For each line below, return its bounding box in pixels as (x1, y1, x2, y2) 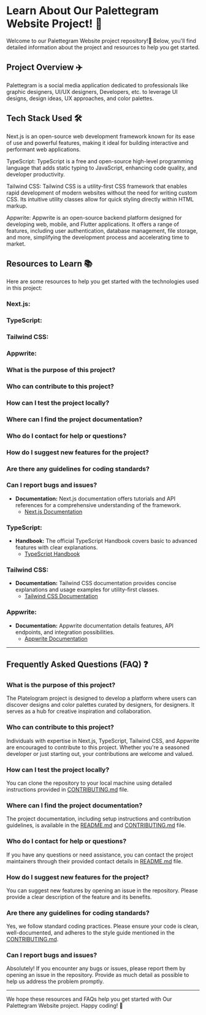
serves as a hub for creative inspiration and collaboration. (6, 707, 152, 715)
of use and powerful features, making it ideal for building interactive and (6, 139, 189, 146)
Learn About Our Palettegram (6, 4, 159, 18)
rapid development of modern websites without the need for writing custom (6, 189, 197, 196)
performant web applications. (6, 146, 81, 153)
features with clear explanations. (15, 544, 98, 551)
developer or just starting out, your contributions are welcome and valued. (6, 750, 194, 757)
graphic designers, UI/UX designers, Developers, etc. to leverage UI (6, 88, 178, 95)
